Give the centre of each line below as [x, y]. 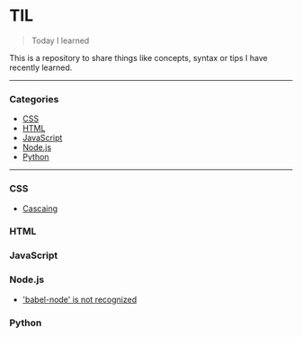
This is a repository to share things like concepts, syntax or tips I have [138, 58]
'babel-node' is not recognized [80, 299]
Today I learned [60, 40]
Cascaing [40, 208]
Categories [34, 99]
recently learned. [41, 67]
